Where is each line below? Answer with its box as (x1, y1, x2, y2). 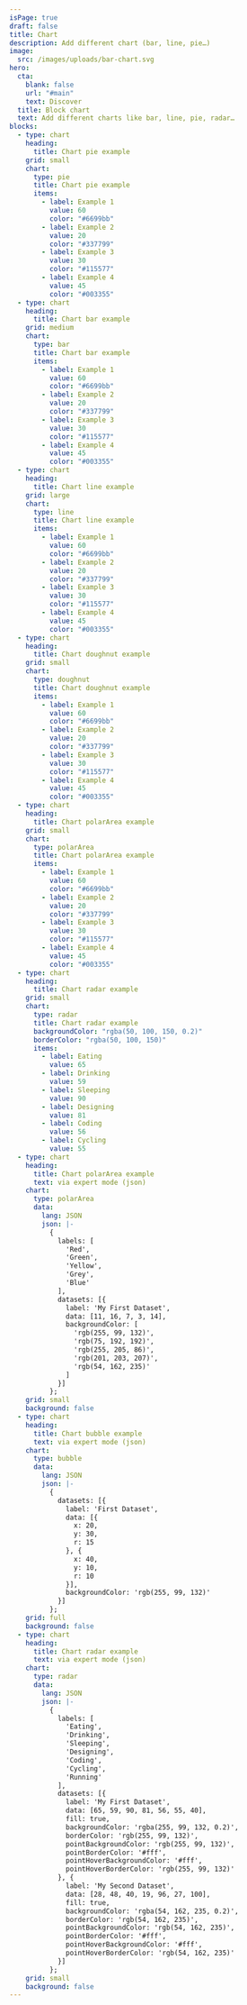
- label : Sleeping (41, 1085, 110, 1095)
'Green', (66, 1253, 99, 1262)
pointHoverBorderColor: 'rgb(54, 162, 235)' (66, 1948, 235, 1957)
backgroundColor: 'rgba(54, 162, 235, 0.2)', (66, 1907, 240, 1916)
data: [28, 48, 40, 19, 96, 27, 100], (66, 1890, 211, 1899)
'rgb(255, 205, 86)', (73, 1345, 154, 1354)
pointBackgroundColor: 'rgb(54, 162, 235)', (66, 1923, 235, 1933)
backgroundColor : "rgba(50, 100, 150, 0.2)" (32, 1026, 203, 1036)
